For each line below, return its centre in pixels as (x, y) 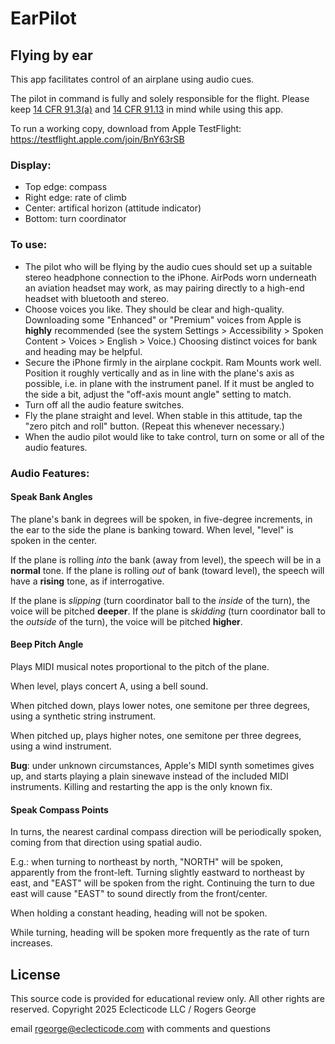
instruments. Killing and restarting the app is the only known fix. (141, 786)
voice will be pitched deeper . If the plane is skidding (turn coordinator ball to (168, 611)
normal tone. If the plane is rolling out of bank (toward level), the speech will (167, 570)
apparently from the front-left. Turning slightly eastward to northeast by (157, 873)
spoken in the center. (54, 540)
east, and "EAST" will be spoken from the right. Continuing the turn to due (162, 883)
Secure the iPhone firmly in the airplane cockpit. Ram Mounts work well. (173, 362)
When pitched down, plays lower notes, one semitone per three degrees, (160, 705)
